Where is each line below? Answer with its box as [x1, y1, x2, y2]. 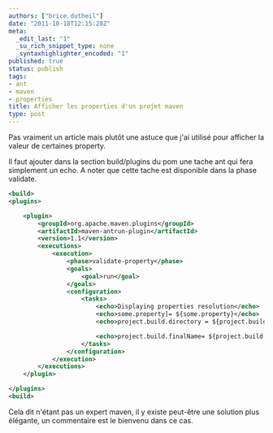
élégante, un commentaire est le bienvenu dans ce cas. [8, 415, 193, 425]
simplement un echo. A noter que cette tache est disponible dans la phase [8, 166, 258, 175]
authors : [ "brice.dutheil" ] [8, 11, 104, 20]
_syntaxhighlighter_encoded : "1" [15, 50, 129, 58]
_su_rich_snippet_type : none [15, 42, 115, 50]
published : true [8, 58, 63, 66]
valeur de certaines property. [8, 141, 106, 150]
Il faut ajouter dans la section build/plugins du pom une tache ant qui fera [8, 157, 253, 167]
